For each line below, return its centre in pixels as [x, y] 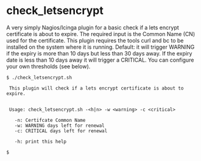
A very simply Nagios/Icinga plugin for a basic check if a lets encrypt [93, 27]
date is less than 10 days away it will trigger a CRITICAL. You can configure [100, 60]
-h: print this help [41, 141]
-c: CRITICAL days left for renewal [61, 131]
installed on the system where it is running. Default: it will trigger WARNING [100, 47]
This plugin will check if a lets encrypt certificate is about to [96, 88]
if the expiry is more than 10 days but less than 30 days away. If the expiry [99, 53]
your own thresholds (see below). [48, 66]
